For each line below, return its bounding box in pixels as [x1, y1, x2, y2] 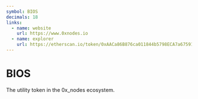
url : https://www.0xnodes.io [16, 31, 88, 37]
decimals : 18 [6, 14, 38, 20]
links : [6, 19, 22, 25]
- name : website [11, 25, 51, 31]
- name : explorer [11, 36, 54, 42]
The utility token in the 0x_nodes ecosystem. [6, 86, 115, 93]
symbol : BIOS [6, 8, 38, 15]
